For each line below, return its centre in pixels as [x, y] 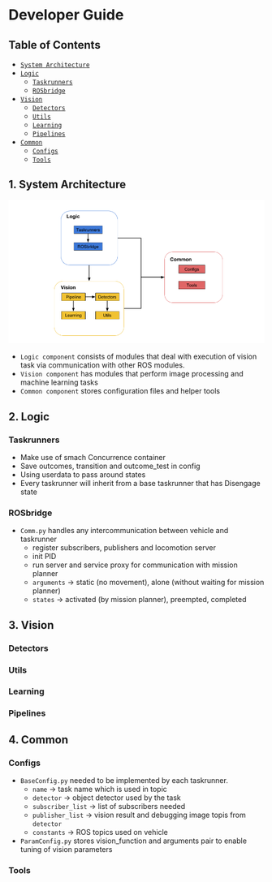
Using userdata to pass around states [83, 475]
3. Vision [31, 625]
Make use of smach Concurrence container [93, 457]
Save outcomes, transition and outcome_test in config [110, 466]
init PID [44, 557]
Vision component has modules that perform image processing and [132, 374]
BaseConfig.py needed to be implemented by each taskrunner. [124, 781]
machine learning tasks [59, 382]
